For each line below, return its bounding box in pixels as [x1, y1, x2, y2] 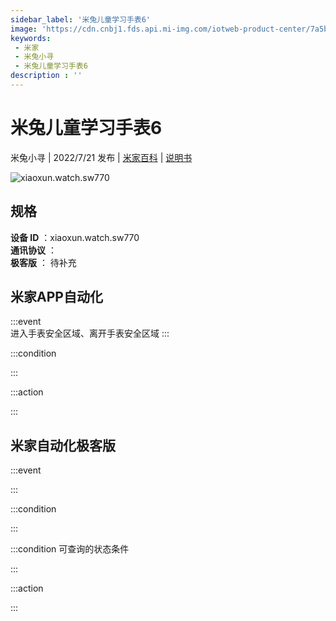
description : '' [10, 71, 83, 81]
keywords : [10, 33, 52, 43]
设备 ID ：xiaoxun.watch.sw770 [10, 231, 140, 243]
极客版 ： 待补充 [10, 256, 77, 268]
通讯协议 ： [10, 244, 57, 256]
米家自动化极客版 [10, 437, 116, 454]
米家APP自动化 [10, 289, 103, 306]
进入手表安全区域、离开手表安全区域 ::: [10, 327, 170, 340]
